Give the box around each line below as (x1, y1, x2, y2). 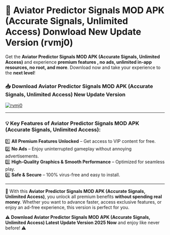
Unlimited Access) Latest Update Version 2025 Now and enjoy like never (5, 219, 160, 225)
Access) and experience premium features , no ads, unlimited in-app (5, 59, 152, 65)
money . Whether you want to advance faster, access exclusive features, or (5, 199, 162, 205)
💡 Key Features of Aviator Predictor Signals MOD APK (5, 120, 140, 127)
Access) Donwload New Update (5, 26, 142, 37)
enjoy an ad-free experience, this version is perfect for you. (5, 204, 130, 210)
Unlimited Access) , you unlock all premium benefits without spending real (5, 193, 162, 200)
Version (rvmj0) (5, 37, 73, 49)
